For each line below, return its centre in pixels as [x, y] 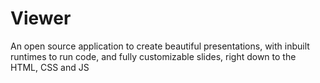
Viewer [41, 18]
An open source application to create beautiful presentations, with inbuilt [160, 46]
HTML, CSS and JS [50, 67]
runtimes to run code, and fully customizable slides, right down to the [153, 56]
